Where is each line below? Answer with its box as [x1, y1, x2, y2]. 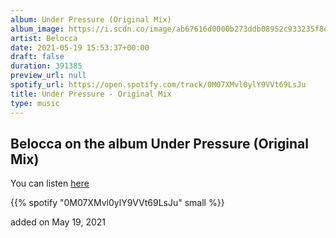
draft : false [10, 52, 65, 62]
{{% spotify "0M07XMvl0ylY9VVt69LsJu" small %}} [10, 197, 225, 209]
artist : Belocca [10, 33, 78, 43]
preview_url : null [10, 71, 87, 81]
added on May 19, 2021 [10, 216, 106, 228]
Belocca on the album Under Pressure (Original [10, 135, 309, 152]
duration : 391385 [10, 61, 83, 71]
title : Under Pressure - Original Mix [10, 89, 172, 99]
